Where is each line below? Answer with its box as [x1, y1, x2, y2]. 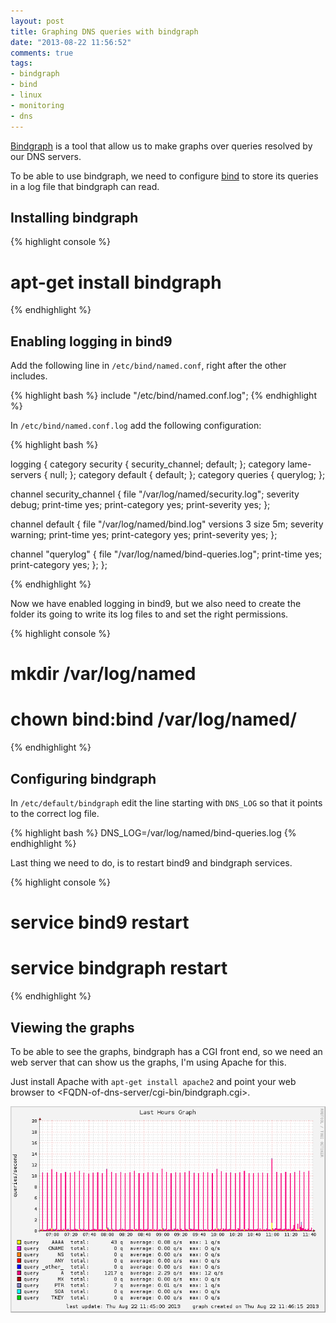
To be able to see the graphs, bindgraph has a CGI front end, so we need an [10, 1045, 323, 1057]
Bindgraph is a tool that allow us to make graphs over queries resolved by [10, 140, 313, 152]
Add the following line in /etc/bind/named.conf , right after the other [10, 360, 287, 372]
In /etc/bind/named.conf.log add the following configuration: [10, 420, 262, 432]
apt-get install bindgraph [10, 271, 222, 294]
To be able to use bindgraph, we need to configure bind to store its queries [10, 170, 319, 182]
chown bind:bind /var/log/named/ [10, 708, 297, 731]
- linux [10, 90, 43, 100]
